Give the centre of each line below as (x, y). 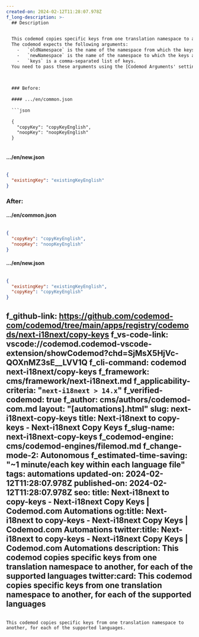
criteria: (21, 390)
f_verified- (143, 390)
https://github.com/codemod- (116, 316)
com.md (22, 409)
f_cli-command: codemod (138, 362)
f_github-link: (32, 316)
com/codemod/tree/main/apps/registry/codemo (98, 325)
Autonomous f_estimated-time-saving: (114, 455)
